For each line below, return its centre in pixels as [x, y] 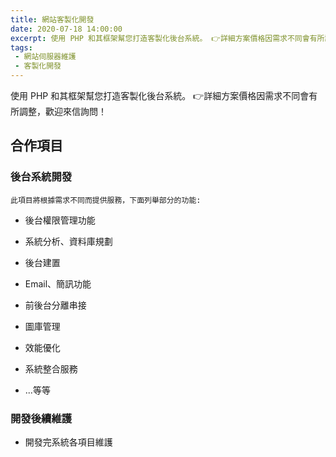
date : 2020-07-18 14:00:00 [66, 29]
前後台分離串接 [55, 305]
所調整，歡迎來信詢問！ [58, 111]
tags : [21, 47]
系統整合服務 [51, 368]
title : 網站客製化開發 [52, 19]
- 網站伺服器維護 [45, 57]
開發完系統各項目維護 [68, 442]
